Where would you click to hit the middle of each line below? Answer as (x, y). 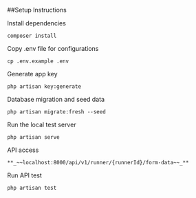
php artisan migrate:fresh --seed (57, 112)
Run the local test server (42, 124)
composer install (32, 36)
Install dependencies (37, 23)
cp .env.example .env (38, 61)
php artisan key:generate (44, 87)
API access (23, 150)
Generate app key (32, 74)
